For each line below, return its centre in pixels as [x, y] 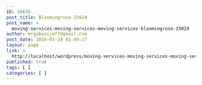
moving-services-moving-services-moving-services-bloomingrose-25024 [100, 28]
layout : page [23, 45]
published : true [26, 62]
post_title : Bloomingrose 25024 [47, 17]
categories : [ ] [26, 73]
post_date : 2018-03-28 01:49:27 [47, 40]
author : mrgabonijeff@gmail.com [47, 34]
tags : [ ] [19, 67]
